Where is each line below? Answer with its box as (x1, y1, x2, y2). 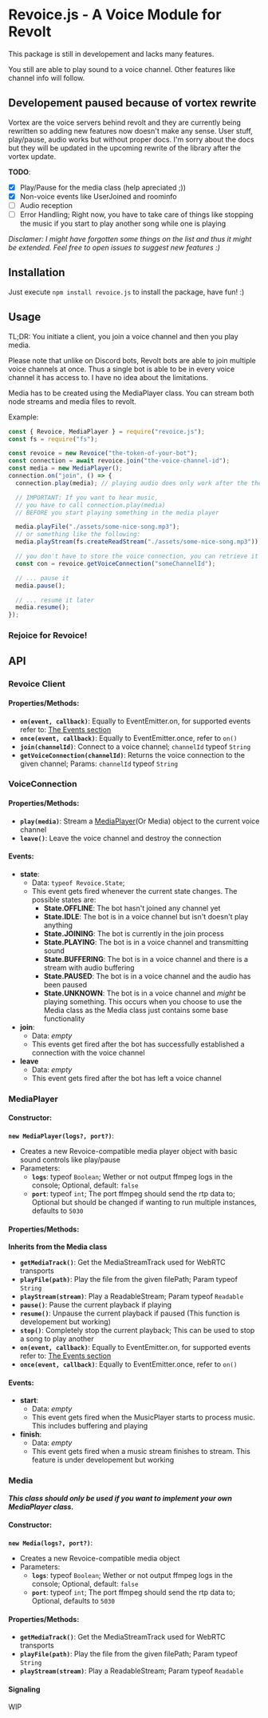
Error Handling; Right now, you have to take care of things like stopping (19, 210, 254, 219)
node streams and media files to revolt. (8, 396, 137, 406)
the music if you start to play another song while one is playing (19, 218, 227, 228)
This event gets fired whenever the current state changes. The (31, 886, 238, 895)
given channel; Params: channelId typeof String (19, 759, 179, 768)
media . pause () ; (15, 582, 66, 590)
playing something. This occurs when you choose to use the (43, 996, 242, 1006)
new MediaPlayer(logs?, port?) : (8, 1131, 114, 1141)
